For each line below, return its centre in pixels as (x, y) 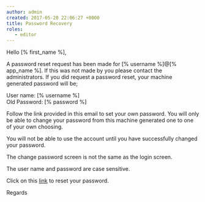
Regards (17, 193)
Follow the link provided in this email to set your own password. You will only (103, 114)
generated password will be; (42, 84)
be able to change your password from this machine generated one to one (100, 121)
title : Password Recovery (39, 23)
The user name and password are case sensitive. (68, 169)
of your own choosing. (35, 127)
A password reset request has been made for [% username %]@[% (92, 64)
